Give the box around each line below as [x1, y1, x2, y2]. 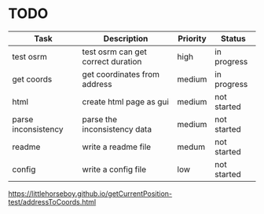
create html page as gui [82, 96, 169, 107]
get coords [12, 74, 53, 85]
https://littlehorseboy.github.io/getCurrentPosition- [8, 189, 173, 198]
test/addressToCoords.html [8, 197, 97, 206]
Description [103, 33, 148, 44]
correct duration [82, 56, 142, 67]
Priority [178, 33, 207, 44]
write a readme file [82, 141, 152, 152]
